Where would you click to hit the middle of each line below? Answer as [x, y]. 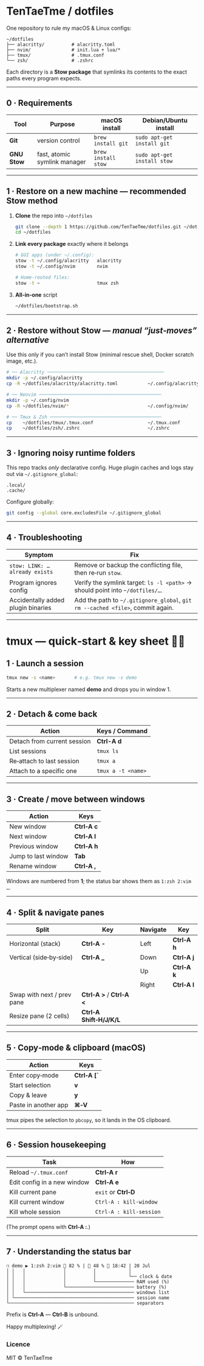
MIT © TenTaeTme [29, 1357]
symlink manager [61, 161]
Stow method [32, 201]
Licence [18, 1345]
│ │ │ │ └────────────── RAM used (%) [88, 1282]
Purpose [63, 124]
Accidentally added [37, 600]
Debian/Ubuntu [165, 120]
